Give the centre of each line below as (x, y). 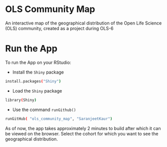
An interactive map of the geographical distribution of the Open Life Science (83, 23)
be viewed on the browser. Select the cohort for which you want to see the (82, 133)
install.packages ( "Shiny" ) (33, 81)
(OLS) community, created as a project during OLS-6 (59, 28)
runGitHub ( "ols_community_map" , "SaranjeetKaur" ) (59, 118)
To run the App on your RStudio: (38, 62)
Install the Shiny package (38, 72)
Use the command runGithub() (44, 109)
